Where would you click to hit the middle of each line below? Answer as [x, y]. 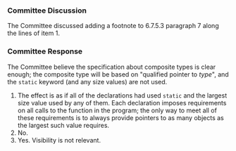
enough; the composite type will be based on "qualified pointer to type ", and [118, 74]
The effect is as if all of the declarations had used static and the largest [122, 95]
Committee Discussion [47, 11]
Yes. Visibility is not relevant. [59, 140]
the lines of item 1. [33, 33]
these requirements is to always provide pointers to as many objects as [120, 117]
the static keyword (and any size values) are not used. [87, 81]
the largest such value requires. [63, 125]
